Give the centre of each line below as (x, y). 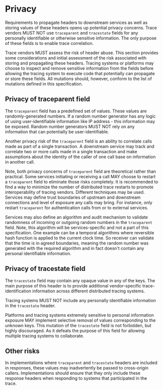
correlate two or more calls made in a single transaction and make (71, 151)
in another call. (20, 162)
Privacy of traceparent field (47, 99)
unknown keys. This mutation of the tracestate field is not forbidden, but (78, 325)
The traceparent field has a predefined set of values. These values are (76, 111)
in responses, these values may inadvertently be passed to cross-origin (77, 368)
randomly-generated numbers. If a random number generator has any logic (80, 116)
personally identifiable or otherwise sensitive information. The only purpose (81, 38)
